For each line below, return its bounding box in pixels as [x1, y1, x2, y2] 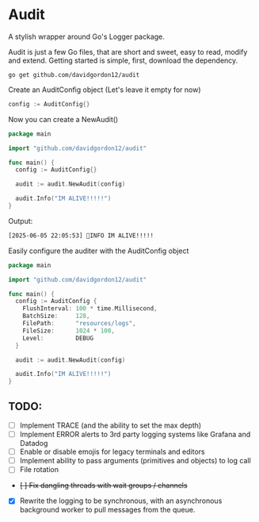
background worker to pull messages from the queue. [19, 505, 196, 515]
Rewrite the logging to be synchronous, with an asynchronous [19, 496, 223, 505]
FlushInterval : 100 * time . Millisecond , [22, 305, 158, 313]
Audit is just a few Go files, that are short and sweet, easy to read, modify [8, 47, 248, 56]
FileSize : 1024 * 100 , [22, 327, 115, 335]
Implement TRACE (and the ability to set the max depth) [19, 420, 202, 430]
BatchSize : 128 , [22, 312, 90, 320]
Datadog [19, 439, 48, 448]
